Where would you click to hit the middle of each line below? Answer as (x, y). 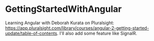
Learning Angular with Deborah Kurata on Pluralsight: (60, 23)
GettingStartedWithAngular (63, 9)
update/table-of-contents (31, 33)
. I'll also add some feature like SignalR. (97, 33)
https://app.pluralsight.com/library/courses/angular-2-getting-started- (77, 28)
